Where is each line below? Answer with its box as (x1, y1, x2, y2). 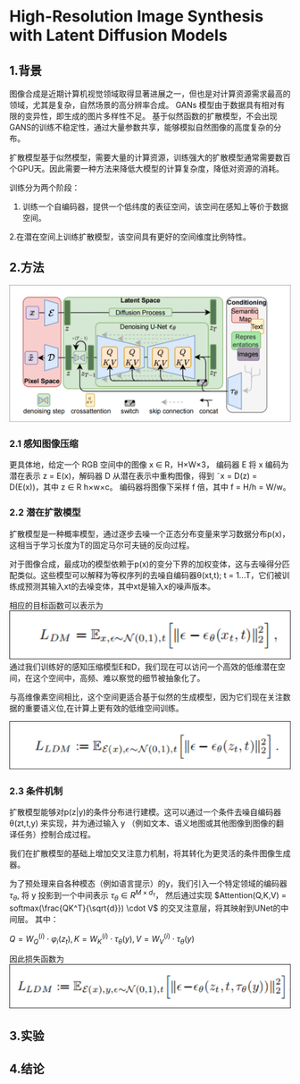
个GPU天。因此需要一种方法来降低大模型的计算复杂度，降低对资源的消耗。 (9, 164, 284, 173)
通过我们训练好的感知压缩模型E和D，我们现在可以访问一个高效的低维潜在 (9, 661, 279, 672)
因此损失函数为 (9, 954, 64, 964)
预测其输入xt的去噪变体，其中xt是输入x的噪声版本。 (24, 581, 216, 592)
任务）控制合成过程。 (16, 829, 96, 840)
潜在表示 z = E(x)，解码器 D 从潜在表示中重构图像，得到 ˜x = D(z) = (9, 471, 258, 482)
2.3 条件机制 (9, 785, 63, 797)
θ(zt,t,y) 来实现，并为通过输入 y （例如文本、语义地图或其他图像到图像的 (9, 818, 277, 828)
